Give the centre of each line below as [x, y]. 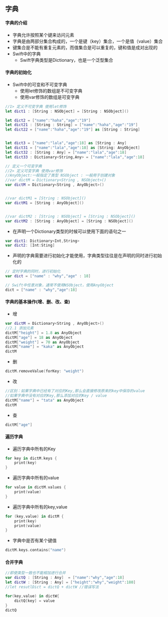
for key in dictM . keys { [31, 458]
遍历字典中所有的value [36, 478]
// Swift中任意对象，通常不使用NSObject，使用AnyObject [59, 285]
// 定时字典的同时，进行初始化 [33, 272]
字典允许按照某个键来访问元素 [43, 35]
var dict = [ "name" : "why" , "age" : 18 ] [48, 276]
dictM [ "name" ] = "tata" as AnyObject [45, 400]
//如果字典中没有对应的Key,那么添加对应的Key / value [56, 396]
